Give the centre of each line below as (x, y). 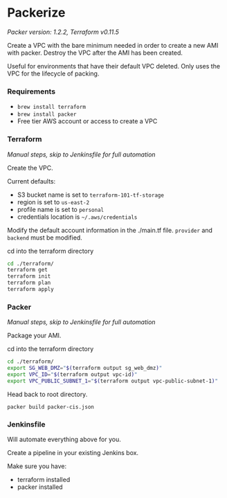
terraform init (29, 276)
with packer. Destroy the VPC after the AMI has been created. (95, 53)
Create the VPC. (30, 168)
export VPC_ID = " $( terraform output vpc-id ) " (72, 374)
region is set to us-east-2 (53, 202)
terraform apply (30, 290)
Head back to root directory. (47, 394)
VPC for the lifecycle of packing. (53, 73)
